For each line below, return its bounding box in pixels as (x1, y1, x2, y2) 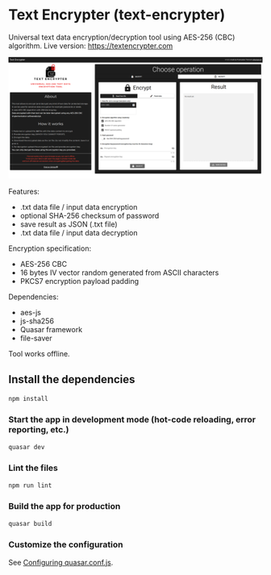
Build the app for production (8, 501, 121, 512)
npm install (8, 394, 48, 402)
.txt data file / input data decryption (19, 228, 138, 238)
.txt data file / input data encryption (19, 202, 138, 212)
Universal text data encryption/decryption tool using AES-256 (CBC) (8, 32, 236, 42)
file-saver (19, 333, 52, 344)
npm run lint (8, 481, 52, 490)
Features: (8, 187, 40, 197)
